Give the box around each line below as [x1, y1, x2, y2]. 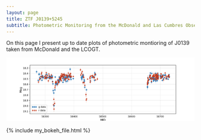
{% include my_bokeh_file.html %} [6, 127, 91, 134]
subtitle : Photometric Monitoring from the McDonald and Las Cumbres [6, 22, 184, 28]
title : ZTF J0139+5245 [6, 16, 63, 22]
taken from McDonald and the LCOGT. [6, 45, 100, 53]
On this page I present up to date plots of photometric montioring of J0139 [6, 39, 190, 47]
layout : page [6, 10, 39, 16]
